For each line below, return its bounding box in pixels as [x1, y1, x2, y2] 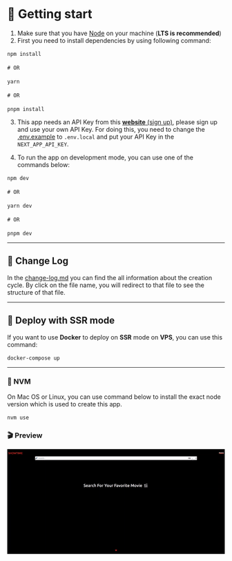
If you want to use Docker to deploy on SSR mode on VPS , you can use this [7, 333, 223, 341]
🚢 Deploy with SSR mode [7, 315, 115, 326]
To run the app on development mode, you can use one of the [17, 153, 193, 161]
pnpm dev [7, 230, 32, 237]
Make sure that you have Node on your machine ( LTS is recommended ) [17, 29, 222, 37]
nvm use [7, 414, 30, 421]
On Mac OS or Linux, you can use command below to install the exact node [7, 393, 221, 401]
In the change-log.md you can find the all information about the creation [7, 273, 213, 282]
